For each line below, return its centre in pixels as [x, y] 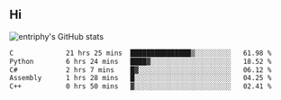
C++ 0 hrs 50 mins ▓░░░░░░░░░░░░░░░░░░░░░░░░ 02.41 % [140, 86]
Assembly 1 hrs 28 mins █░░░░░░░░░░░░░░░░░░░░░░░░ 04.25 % [140, 78]
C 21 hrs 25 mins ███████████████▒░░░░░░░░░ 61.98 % [140, 53]
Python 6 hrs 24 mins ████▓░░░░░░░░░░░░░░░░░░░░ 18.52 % [140, 61]
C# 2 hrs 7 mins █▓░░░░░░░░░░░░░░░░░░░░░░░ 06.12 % [140, 70]
